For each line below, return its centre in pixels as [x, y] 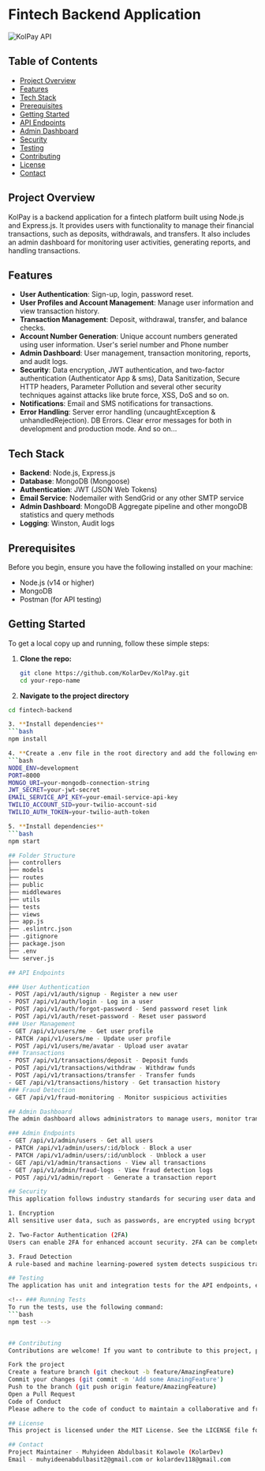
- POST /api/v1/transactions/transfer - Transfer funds [102, 1075]
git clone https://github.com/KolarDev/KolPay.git [105, 673]
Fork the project [37, 1365]
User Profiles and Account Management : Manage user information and [136, 303]
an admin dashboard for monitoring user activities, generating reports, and [129, 242]
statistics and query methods [67, 515]
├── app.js [26, 922]
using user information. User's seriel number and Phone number [124, 345]
